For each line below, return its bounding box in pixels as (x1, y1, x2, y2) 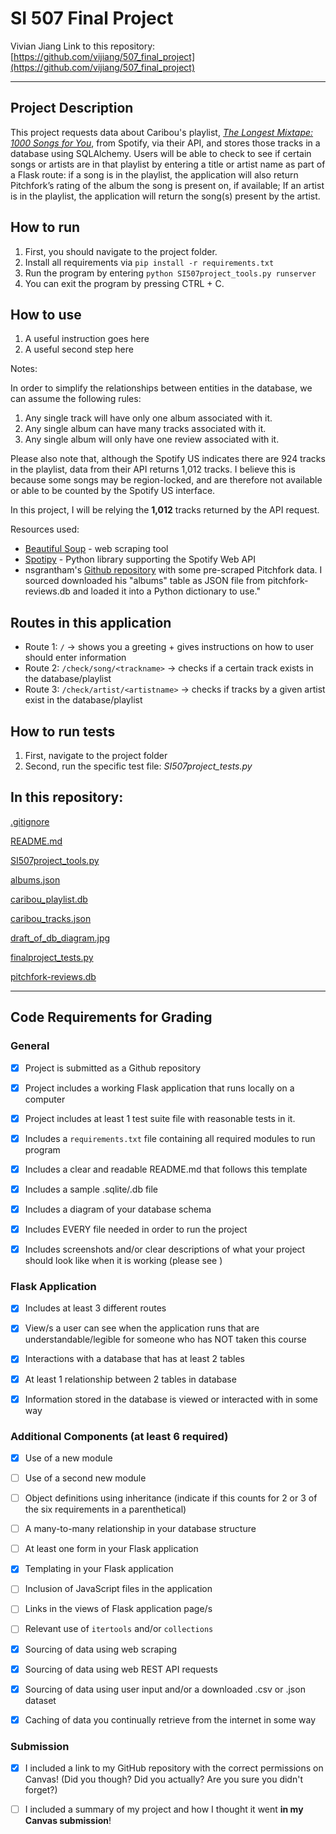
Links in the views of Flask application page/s (24, 1603, 213, 1615)
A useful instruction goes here (24, 333, 150, 345)
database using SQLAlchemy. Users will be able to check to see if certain (10, 147, 312, 159)
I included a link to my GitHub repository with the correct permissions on (24, 1762, 324, 1774)
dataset (24, 1694, 57, 1706)
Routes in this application (10, 614, 172, 631)
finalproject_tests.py (10, 951, 94, 963)
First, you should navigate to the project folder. (24, 245, 218, 257)
